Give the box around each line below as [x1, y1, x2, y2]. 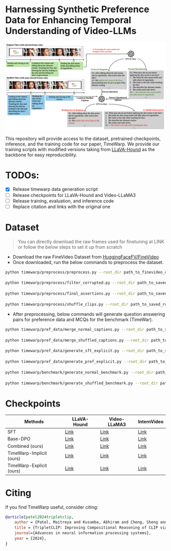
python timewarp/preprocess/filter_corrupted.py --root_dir [5, 280, 136, 285]
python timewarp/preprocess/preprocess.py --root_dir [5, 270, 122, 275]
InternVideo [138, 419, 164, 425]
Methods [24, 419, 44, 425]
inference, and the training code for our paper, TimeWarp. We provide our [5, 141, 160, 147]
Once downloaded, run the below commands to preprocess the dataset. [12, 259, 164, 265]
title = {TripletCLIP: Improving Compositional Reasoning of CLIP [14, 525, 158, 530]
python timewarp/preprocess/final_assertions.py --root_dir [5, 291, 136, 296]
